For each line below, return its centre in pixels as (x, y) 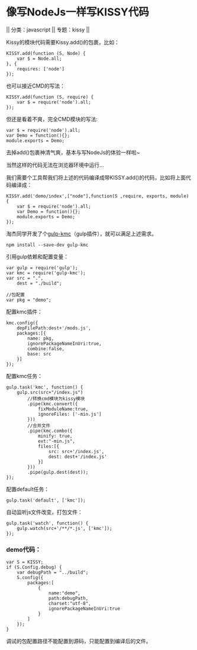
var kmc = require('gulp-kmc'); (46, 273)
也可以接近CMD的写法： (35, 86)
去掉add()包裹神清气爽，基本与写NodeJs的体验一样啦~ (73, 152)
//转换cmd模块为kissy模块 (56, 399)
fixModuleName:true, (63, 409)
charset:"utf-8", (70, 604)
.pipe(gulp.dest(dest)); (58, 472)
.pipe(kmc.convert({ (53, 404)
